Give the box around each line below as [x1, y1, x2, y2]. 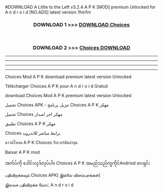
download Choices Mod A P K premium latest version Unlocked [5, 92, 132, 98]
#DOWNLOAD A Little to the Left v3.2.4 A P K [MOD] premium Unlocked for [5, 4, 156, 10]
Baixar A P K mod [5, 149, 40, 155]
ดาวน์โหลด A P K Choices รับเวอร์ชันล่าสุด [5, 139, 78, 145]
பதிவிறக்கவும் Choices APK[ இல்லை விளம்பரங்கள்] [5, 172, 100, 178]
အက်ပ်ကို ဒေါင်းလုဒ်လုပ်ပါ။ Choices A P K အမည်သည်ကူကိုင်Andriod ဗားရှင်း [5, 160, 150, 166]
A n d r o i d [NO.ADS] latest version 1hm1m [5, 9, 91, 15]
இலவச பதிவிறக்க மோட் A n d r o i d [5, 182, 74, 188]
